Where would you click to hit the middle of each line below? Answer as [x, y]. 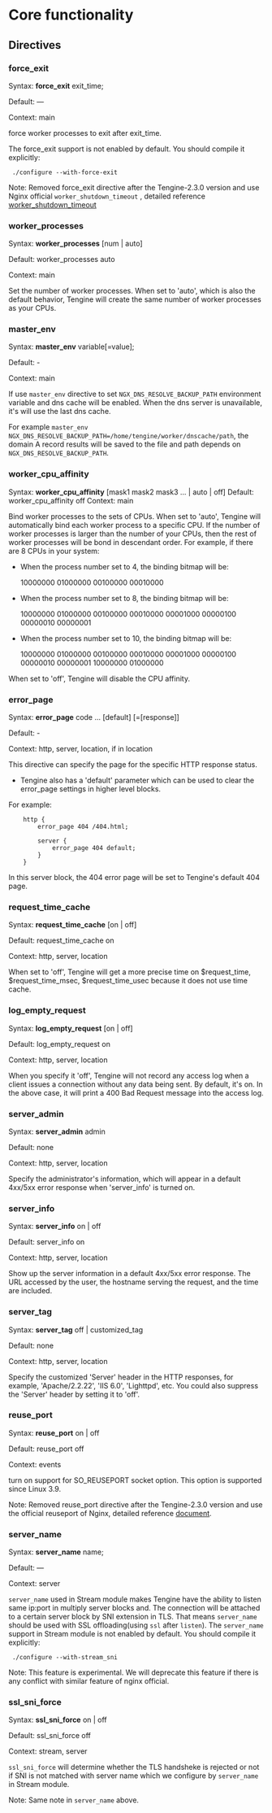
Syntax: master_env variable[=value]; [71, 346]
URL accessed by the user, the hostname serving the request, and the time [134, 1282]
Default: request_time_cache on [61, 940]
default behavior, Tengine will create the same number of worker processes [135, 299]
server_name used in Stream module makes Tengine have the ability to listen [135, 1599]
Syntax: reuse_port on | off [54, 1432]
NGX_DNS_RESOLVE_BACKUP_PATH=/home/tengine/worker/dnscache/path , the [129, 436]
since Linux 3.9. [35, 1488]
